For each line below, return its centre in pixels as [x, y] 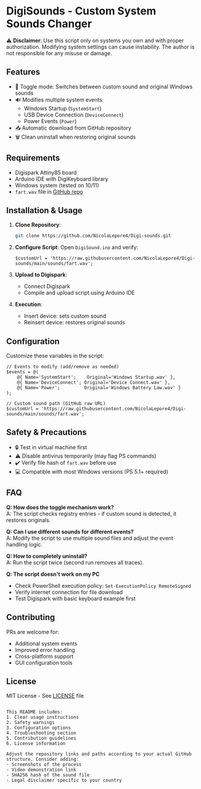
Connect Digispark [47, 286]
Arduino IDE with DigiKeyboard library [61, 179]
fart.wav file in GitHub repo [49, 192]
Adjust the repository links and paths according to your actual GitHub [99, 754]
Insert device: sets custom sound [65, 316]
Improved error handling [45, 650]
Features [23, 72]
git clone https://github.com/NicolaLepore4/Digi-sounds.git [93, 236]
